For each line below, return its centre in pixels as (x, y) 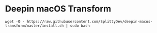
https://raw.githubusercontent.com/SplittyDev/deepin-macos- (89, 22)
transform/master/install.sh (34, 26)
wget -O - (15, 22)
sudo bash (80, 26)
